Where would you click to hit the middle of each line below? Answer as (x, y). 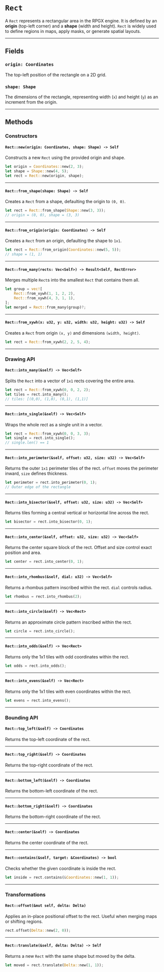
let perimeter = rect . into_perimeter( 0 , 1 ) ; (51, 483)
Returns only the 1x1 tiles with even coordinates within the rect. (68, 691)
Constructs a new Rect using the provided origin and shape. (65, 158)
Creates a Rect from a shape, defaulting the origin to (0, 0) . (65, 202)
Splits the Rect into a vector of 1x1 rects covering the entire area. (70, 381)
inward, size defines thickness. (37, 473)
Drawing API (20, 359)
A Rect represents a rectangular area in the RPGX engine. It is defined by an (81, 21)
